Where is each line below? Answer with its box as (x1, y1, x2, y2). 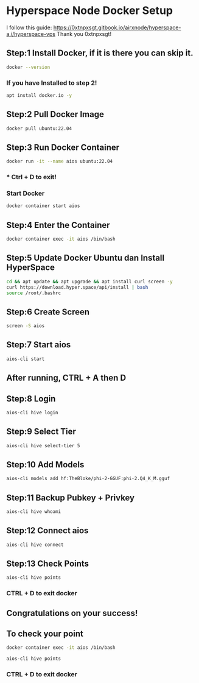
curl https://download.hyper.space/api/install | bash (6, 284, 148, 290)
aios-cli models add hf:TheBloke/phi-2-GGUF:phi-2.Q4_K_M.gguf (6, 476, 170, 482)
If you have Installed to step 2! (6, 79, 97, 87)
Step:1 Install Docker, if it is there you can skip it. (6, 48, 194, 58)
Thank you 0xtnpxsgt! (57, 30, 111, 37)
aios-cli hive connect (6, 542, 64, 548)
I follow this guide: (6, 24, 52, 31)
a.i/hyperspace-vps (6, 30, 56, 37)
